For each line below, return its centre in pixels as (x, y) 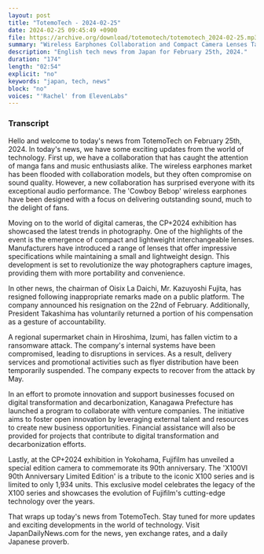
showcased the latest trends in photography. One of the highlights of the (126, 231)
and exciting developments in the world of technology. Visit (104, 525)
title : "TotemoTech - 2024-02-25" (65, 23)
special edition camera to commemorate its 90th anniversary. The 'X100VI (128, 467)
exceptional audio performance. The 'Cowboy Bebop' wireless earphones (128, 190)
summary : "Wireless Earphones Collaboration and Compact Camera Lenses (128, 45)
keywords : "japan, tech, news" (59, 81)
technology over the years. (52, 501)
